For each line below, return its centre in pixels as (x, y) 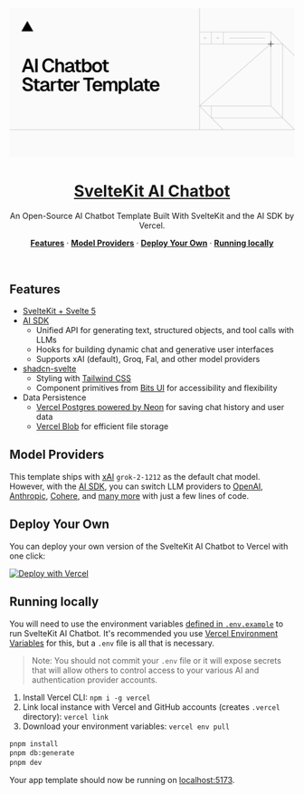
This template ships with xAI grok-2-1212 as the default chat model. (135, 476)
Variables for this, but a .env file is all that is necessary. (112, 643)
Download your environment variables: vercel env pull (126, 726)
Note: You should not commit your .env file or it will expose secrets (157, 660)
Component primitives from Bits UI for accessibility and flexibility (157, 388)
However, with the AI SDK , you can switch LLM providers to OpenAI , (137, 486)
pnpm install (34, 744)
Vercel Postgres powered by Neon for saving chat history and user (160, 407)
